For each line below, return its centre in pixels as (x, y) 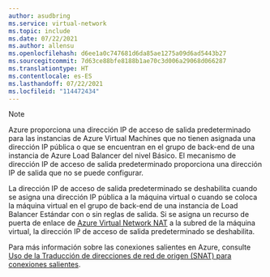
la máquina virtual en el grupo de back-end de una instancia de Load (123, 206)
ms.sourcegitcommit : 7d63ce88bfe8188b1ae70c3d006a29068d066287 (118, 62)
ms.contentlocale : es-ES (50, 76)
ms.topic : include (39, 31)
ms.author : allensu (41, 46)
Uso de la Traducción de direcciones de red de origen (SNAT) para (120, 256)
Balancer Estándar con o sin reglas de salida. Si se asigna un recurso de (129, 215)
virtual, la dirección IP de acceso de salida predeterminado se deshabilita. (132, 232)
